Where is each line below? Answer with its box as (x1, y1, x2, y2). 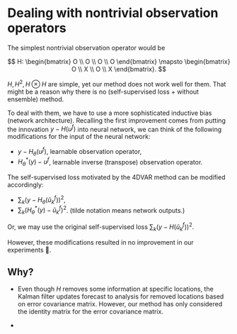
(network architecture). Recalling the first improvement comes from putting (7, 116, 226, 125)
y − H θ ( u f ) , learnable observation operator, (17, 146, 142, 157)
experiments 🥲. (7, 245, 52, 254)
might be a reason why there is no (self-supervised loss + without (7, 87, 200, 96)
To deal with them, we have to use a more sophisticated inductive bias (7, 108, 212, 117)
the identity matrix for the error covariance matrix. (17, 307, 164, 316)
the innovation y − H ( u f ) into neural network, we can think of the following (7, 123, 222, 133)
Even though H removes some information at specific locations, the (17, 285, 214, 294)
